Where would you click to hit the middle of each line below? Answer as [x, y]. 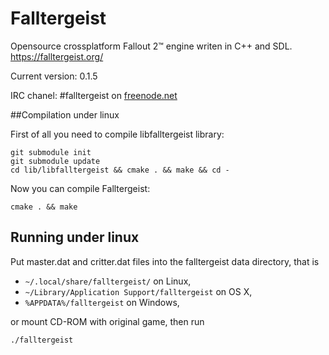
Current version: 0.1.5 [54, 76]
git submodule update [55, 161]
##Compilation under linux [65, 114]
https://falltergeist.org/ [57, 56]
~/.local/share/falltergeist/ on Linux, [108, 281]
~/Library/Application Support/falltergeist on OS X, [138, 291]
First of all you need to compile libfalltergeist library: [117, 134]
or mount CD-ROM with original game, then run [107, 321]
